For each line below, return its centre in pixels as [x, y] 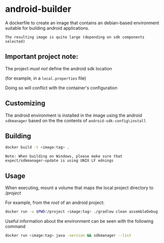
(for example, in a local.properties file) [46, 78]
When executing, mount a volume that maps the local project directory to [79, 188]
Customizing [25, 103]
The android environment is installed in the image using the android [74, 115]
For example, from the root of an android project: [55, 203]
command [15, 226]
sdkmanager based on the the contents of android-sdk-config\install [76, 120]
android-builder [38, 9]
